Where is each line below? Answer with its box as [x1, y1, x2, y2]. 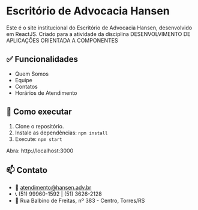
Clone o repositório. [14, 122, 64, 130]
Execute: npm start [14, 135, 62, 142]
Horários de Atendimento [14, 89, 77, 97]
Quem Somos [14, 70, 49, 77]
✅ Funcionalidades [6, 54, 79, 64]
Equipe [14, 76, 33, 83]
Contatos [14, 83, 38, 90]
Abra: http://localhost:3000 [6, 147, 74, 154]
